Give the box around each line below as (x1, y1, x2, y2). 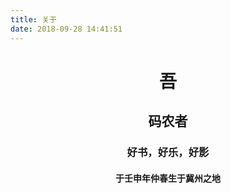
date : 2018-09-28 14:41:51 (10, 24, 123, 34)
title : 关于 (10, 14, 57, 25)
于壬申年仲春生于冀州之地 (115, 172, 221, 184)
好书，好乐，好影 (126, 146, 210, 159)
